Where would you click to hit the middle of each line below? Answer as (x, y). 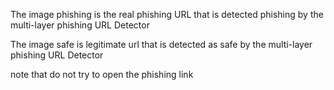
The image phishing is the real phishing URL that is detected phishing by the (167, 14)
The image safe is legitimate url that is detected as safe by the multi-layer (161, 44)
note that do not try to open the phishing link (102, 74)
